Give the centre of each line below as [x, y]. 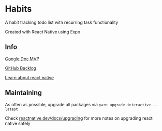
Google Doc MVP [22, 59]
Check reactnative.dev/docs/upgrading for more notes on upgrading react [79, 118]
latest [12, 109]
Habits [19, 9]
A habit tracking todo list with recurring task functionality [62, 22]
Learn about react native [29, 77]
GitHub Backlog [21, 68]
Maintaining [23, 93]
